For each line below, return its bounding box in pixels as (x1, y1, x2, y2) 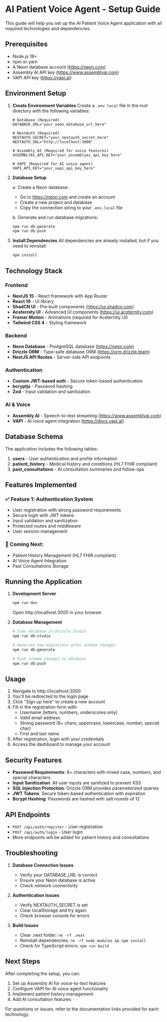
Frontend (5, 282, 28, 289)
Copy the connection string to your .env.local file (19, 205, 123, 211)
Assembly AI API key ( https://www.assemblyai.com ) (12, 69, 120, 75)
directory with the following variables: (12, 108, 90, 114)
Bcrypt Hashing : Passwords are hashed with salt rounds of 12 (12, 796, 140, 802)
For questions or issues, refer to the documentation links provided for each (5, 1006, 159, 1012)
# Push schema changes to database (12, 656, 87, 661)
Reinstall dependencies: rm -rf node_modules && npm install (19, 937, 146, 943)
